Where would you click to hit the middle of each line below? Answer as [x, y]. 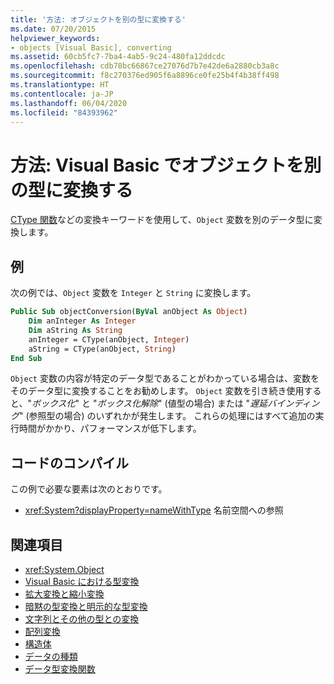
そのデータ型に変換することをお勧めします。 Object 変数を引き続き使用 [157, 391]
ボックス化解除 [127, 403]
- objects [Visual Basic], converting [91, 47]
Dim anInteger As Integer [82, 321]
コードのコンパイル [69, 462]
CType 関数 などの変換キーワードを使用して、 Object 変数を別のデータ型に [162, 220]
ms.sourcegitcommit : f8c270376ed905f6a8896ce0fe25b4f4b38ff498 [145, 76]
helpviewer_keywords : [55, 38]
